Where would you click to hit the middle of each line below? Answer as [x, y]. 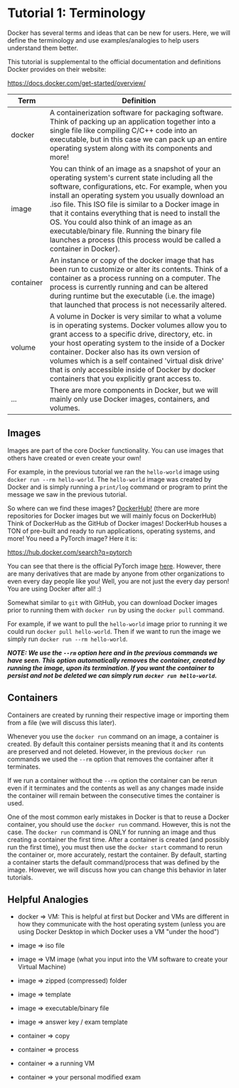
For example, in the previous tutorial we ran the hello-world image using [113, 472]
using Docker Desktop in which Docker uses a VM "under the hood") [118, 932]
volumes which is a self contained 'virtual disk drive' [137, 361]
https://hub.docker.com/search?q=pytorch [70, 552]
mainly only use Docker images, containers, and [129, 398]
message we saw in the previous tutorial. [67, 494]
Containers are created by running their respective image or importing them [118, 715]
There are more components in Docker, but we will [134, 390]
